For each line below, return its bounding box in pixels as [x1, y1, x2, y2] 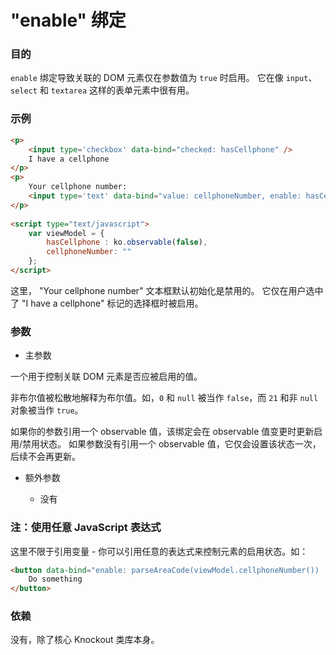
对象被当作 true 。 [10, 404, 84, 416]
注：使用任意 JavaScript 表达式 [10, 521, 162, 535]
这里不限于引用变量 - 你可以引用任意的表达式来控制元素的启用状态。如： [10, 545, 309, 557]
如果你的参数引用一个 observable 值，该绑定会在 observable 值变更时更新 [10, 426, 315, 438]
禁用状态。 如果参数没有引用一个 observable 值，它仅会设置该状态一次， [22, 438, 322, 450]
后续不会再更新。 [10, 451, 81, 463]
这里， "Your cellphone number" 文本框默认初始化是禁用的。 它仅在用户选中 [10, 284, 324, 296]
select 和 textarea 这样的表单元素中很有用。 [10, 84, 195, 96]
